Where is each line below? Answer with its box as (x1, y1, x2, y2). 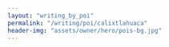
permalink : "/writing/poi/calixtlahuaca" (7, 19, 148, 27)
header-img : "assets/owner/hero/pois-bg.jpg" (7, 26, 162, 34)
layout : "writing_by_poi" (7, 11, 94, 20)
